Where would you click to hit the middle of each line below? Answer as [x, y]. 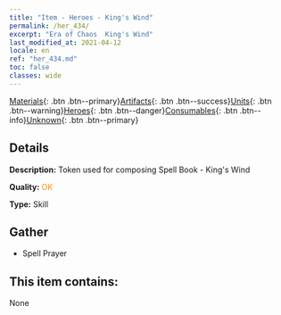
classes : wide [36, 76]
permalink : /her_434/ [50, 26]
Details [29, 148]
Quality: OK [31, 187]
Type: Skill [29, 204]
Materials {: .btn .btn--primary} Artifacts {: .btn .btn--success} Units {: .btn [140, 101]
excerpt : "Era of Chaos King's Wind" [81, 34]
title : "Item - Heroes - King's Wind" [81, 17]
